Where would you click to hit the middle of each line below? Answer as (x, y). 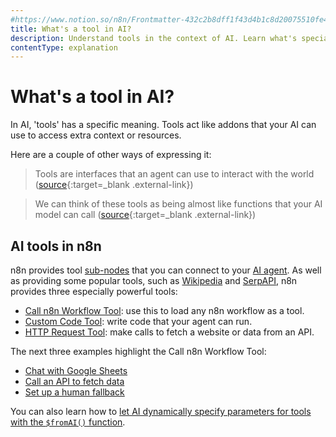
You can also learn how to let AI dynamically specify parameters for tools (161, 411)
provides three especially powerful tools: (94, 291)
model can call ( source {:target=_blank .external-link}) (145, 215)
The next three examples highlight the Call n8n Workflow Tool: (138, 351)
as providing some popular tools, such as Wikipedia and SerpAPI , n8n (154, 280)
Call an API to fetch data (74, 381)
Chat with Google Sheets (76, 370)
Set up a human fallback (74, 392)
